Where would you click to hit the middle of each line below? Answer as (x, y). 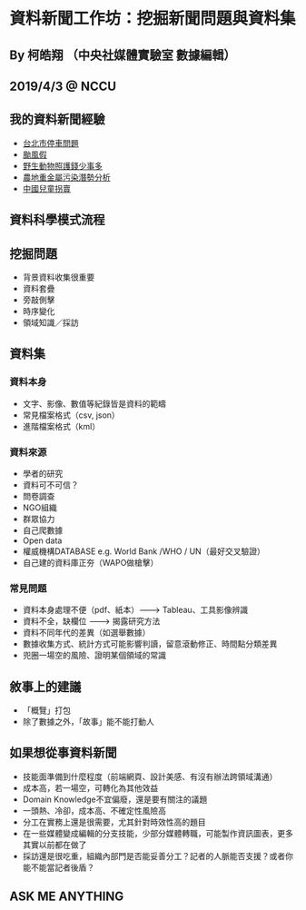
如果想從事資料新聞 (63, 753)
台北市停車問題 (50, 143)
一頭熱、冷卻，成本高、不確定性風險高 (94, 810)
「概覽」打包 (46, 710)
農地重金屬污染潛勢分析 (66, 177)
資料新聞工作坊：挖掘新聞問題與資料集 (153, 19)
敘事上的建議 (45, 687)
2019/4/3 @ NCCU (63, 86)
